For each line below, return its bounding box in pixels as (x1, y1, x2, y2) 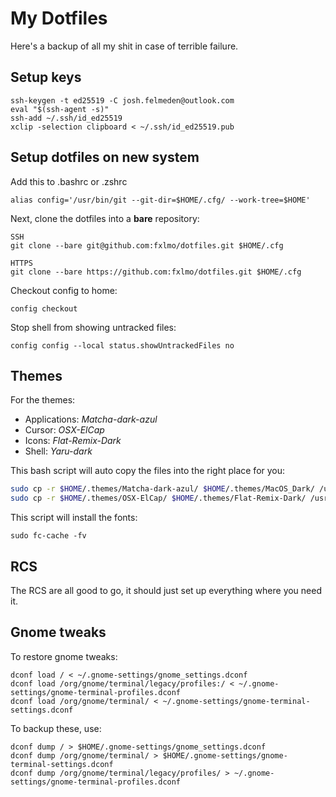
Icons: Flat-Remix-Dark (24, 435, 122, 447)
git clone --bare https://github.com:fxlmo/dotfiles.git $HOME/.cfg (10, 267, 302, 277)
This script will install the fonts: (10, 512, 138, 524)
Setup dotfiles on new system (10, 149, 200, 166)
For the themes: (10, 394, 76, 406)
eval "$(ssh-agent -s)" (10, 104, 110, 114)
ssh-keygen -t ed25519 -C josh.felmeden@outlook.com (10, 95, 235, 106)
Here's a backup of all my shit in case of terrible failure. (10, 40, 239, 52)
